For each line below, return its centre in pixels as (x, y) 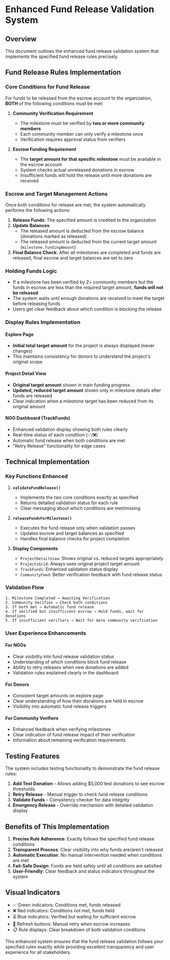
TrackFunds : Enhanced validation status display (69, 569)
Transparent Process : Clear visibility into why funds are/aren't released (88, 849)
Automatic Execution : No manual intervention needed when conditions (87, 855)
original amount (29, 406)
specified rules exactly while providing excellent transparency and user (80, 947)
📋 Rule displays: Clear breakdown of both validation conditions (79, 930)
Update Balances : (31, 225)
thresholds (24, 789)
